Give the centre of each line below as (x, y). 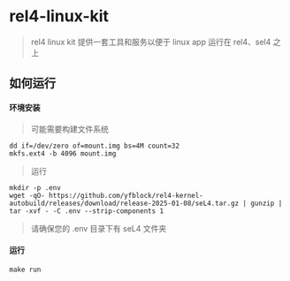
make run (25, 270)
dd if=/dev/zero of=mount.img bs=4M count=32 (94, 146)
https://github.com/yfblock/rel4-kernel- (126, 195)
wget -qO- (27, 195)
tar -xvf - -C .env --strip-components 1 (87, 211)
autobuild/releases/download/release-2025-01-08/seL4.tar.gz (124, 203)
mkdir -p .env (35, 187)
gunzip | (267, 203)
